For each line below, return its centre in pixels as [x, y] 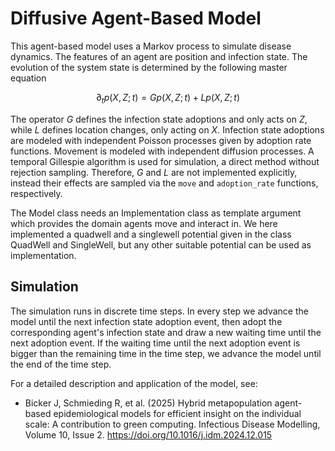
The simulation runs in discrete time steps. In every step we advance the [159, 311]
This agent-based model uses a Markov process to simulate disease [151, 46]
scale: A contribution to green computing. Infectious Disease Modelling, [172, 424]
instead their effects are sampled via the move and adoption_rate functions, [164, 183]
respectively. [36, 193]
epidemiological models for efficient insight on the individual [177, 413]
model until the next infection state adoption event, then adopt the [146, 321]
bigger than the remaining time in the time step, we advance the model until [166, 353]
